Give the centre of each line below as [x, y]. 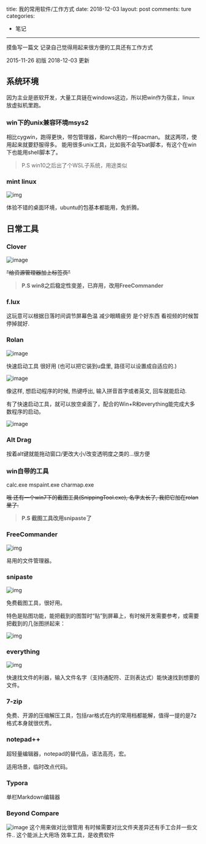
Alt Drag [19, 439]
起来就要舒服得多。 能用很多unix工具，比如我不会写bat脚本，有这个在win [104, 145]
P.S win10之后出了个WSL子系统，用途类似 [74, 165]
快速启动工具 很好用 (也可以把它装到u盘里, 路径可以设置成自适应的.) [92, 366]
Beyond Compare [33, 813]
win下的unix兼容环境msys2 [48, 123]
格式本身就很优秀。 [31, 723]
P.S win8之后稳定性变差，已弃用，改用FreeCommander [92, 286]
